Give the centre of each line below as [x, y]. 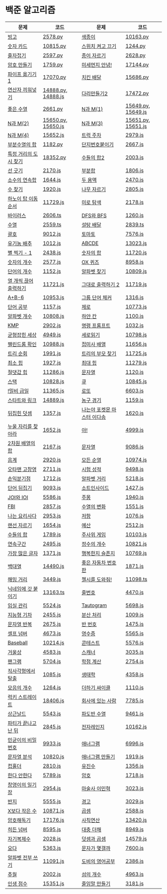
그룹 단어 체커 [96, 298]
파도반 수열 [93, 714]
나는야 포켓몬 [96, 410]
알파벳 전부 [20, 858]
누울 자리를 [20, 426]
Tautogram [94, 605]
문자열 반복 [20, 624]
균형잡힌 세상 [22, 335]
